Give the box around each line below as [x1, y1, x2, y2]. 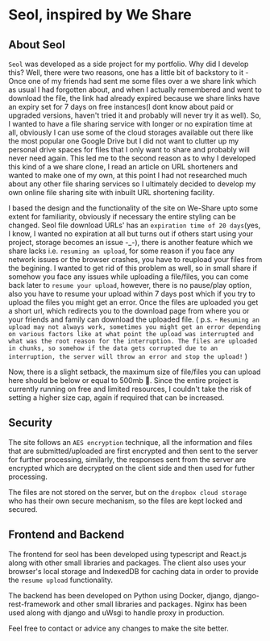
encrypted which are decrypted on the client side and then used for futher [8, 463, 255, 472]
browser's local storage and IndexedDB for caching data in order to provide [8, 566, 260, 576]
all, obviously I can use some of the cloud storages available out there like [8, 127, 254, 137]
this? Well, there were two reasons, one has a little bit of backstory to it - [8, 68, 249, 77]
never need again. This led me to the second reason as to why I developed [8, 153, 256, 163]
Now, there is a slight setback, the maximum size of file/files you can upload [8, 367, 261, 377]
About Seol [8, 38, 66, 52]
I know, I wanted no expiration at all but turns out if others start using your [8, 229, 254, 239]
